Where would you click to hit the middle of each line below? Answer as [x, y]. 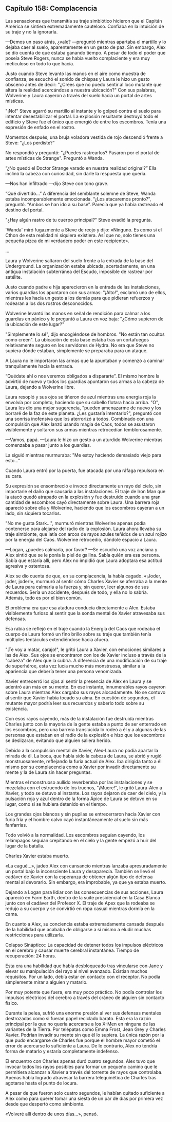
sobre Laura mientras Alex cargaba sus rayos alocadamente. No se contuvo [85, 692]
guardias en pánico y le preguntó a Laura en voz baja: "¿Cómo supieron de [84, 319]
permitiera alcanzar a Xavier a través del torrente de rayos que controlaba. [84, 1072]
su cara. [14, 476]
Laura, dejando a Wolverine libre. [40, 387]
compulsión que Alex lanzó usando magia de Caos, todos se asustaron [80, 424]
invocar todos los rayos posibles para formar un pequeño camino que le [81, 1066]
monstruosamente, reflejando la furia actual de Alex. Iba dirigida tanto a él [83, 761]
